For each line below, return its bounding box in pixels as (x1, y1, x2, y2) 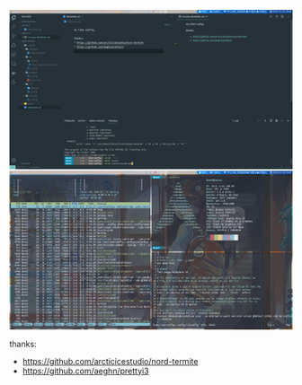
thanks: (9, 338, 38, 349)
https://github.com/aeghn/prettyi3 (22, 365, 150, 376)
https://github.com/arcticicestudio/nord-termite (22, 355, 199, 366)
